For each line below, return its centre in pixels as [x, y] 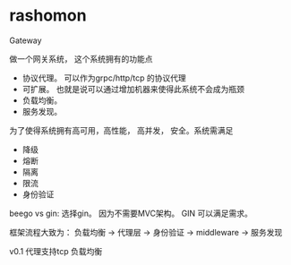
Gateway [26, 40]
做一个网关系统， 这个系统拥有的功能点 [81, 58]
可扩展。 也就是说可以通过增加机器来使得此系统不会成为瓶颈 [133, 89]
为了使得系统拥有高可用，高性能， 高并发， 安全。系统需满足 [121, 130]
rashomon [48, 16]
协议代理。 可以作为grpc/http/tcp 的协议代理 [104, 78]
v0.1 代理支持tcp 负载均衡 [56, 251]
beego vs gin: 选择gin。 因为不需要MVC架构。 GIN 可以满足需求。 [131, 213]
